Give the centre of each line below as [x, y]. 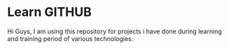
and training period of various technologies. [70, 38]
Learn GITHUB [50, 12]
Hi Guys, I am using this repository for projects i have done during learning [114, 31]
